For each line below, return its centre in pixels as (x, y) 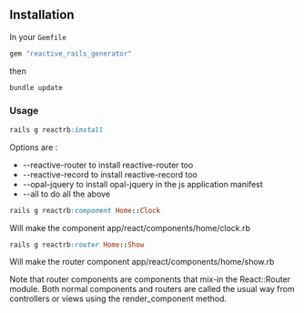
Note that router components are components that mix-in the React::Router (150, 279)
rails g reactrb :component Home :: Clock (85, 210)
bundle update (36, 87)
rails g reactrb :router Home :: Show (77, 245)
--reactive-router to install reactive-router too (108, 165)
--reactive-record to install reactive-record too (110, 174)
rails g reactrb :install (56, 130)
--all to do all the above (66, 194)
